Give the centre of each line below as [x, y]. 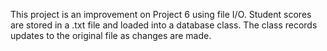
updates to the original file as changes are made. [111, 35]
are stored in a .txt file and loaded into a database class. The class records [164, 25]
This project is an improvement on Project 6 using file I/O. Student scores [161, 14]
